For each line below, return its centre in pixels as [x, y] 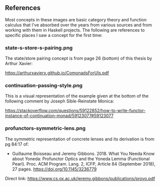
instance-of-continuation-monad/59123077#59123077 [59, 116]
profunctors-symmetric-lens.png [45, 128]
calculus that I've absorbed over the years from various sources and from [79, 25]
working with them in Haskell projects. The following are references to [75, 30]
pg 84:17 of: [17, 144]
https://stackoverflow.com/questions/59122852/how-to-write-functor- [75, 111]
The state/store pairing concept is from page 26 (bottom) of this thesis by [79, 58]
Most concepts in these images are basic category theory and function [76, 19]
